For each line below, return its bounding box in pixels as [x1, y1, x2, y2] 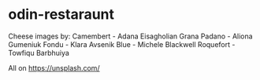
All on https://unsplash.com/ [8, 63, 100, 72]
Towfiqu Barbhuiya [8, 48, 69, 57]
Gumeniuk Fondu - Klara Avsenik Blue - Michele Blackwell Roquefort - [8, 39, 236, 49]
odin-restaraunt [8, 5, 115, 24]
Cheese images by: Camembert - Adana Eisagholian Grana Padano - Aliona [8, 31, 254, 41]
